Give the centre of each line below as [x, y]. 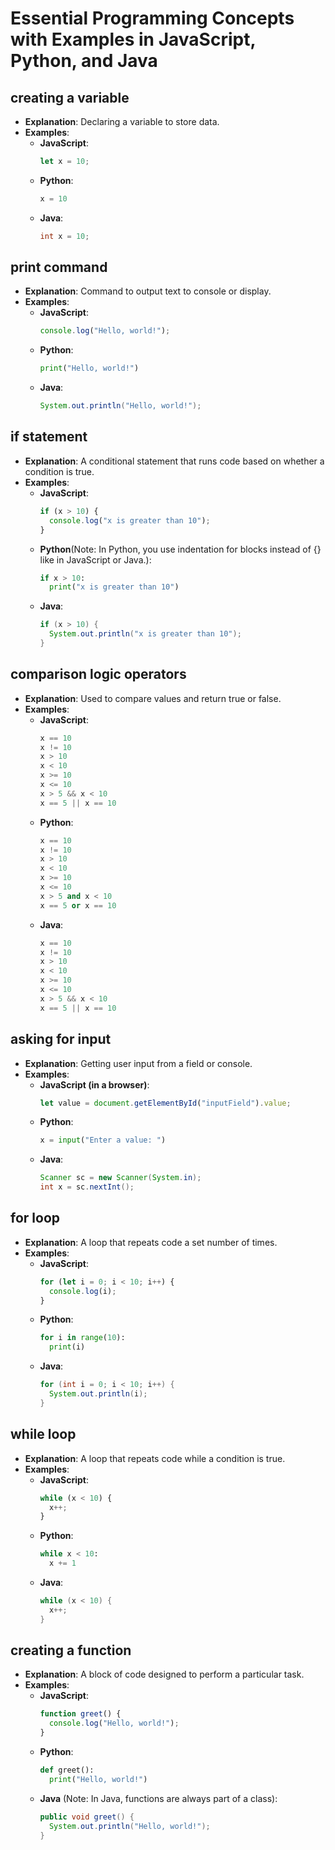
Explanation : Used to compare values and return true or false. [153, 698]
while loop [43, 1434]
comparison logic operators [98, 674]
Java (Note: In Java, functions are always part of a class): [158, 1798]
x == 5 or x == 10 [78, 905]
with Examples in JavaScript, [133, 39]
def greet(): [67, 1770]
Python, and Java [84, 61]
